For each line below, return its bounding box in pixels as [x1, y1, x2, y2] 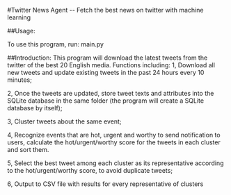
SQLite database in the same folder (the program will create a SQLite [7, 96, 204, 105]
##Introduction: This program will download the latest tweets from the [7, 53, 208, 62]
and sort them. [7, 146, 49, 153]
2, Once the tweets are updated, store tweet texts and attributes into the [7, 90, 214, 97]
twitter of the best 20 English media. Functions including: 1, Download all [7, 61, 216, 69]
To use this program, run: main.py [7, 40, 104, 48]
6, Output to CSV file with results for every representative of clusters [7, 180, 204, 188]
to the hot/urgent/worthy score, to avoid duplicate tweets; [7, 167, 173, 174]
